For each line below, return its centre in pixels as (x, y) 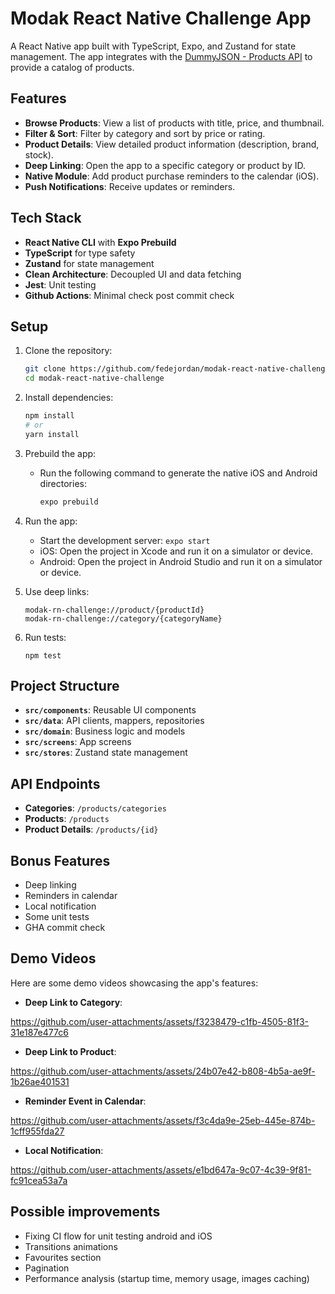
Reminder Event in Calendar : (85, 1101)
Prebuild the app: (60, 453)
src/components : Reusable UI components (110, 710)
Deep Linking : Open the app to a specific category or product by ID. (165, 165)
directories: (63, 483)
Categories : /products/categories (95, 808)
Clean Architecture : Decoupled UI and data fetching (133, 274)
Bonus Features (60, 860)
